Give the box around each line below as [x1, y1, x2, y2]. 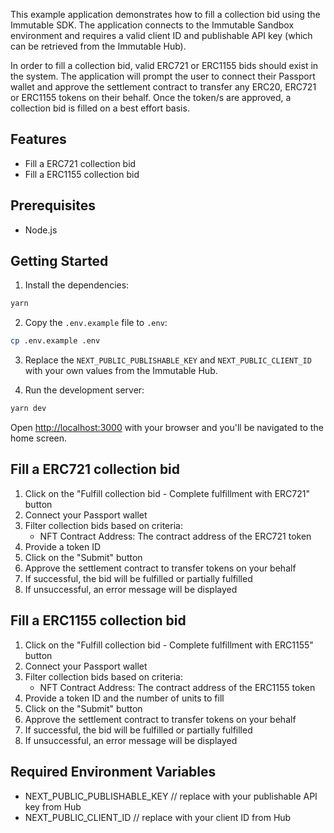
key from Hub [24, 800, 82, 813]
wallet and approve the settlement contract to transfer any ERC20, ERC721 [10, 81, 317, 93]
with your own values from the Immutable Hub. [24, 365, 218, 377]
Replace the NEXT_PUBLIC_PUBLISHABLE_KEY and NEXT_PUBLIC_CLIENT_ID [24, 354, 312, 366]
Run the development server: [24, 384, 145, 396]
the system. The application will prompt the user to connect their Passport [10, 70, 316, 82]
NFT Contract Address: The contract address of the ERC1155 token [39, 681, 316, 693]
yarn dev [10, 404, 47, 414]
